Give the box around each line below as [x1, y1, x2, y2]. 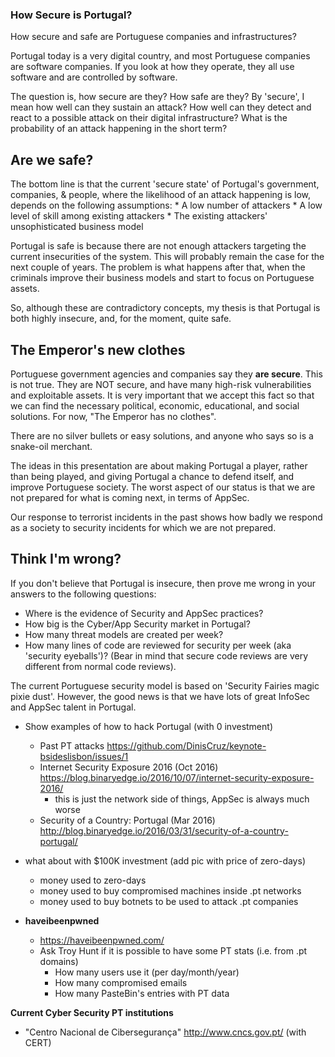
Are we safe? [10, 151, 94, 168]
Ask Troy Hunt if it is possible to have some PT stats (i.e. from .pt [39, 944, 308, 957]
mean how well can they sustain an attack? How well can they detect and [10, 101, 312, 113]
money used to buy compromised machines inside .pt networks [39, 884, 302, 897]
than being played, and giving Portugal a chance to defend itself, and [10, 470, 295, 482]
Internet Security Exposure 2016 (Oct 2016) [39, 761, 219, 773]
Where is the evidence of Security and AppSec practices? [24, 607, 264, 619]
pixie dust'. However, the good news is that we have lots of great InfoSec [10, 690, 311, 702]
